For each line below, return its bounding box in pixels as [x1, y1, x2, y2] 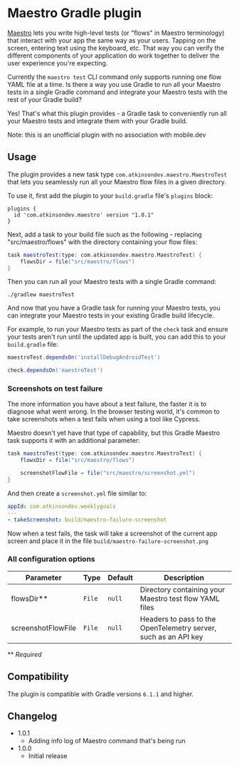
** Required [7, 650, 42, 659]
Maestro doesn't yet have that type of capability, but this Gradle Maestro [7, 429, 221, 437]
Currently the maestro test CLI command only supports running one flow [7, 73, 222, 81]
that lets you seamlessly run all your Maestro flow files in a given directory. [7, 177, 226, 186]
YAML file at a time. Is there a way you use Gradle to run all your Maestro [7, 80, 221, 88]
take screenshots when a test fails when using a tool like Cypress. [7, 415, 201, 424]
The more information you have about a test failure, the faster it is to [7, 400, 207, 409]
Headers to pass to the [139, 614, 216, 624]
